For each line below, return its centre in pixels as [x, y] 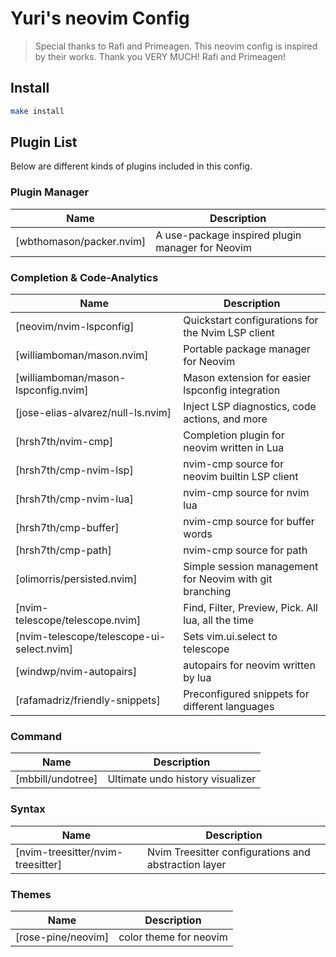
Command [36, 736]
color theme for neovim [173, 937]
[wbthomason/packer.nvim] [81, 241]
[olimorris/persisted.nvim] [76, 579]
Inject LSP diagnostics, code [250, 407]
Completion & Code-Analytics [84, 277]
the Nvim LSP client [229, 333]
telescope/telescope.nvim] [78, 620]
